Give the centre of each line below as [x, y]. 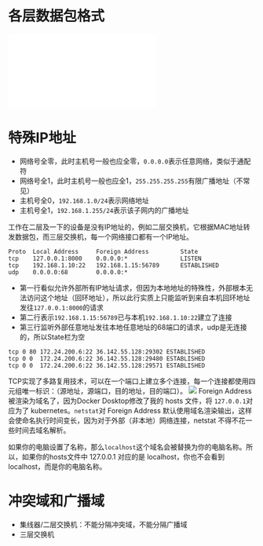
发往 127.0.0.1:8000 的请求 [62, 307]
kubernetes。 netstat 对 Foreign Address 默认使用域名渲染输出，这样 [141, 410]
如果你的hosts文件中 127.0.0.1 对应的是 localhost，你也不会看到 [123, 456]
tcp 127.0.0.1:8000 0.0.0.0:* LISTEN [105, 258]
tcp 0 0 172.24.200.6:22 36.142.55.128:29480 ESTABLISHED [107, 358]
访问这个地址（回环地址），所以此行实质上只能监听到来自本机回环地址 [138, 297]
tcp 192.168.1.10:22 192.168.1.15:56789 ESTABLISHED [114, 265]
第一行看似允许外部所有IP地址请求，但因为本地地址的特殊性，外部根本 [133, 288]
